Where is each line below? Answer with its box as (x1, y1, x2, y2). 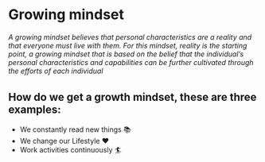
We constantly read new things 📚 (19, 125, 131, 134)
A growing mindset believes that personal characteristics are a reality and (8, 32, 252, 41)
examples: (8, 103, 61, 117)
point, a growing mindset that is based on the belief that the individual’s (8, 49, 244, 59)
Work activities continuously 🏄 (19, 145, 122, 154)
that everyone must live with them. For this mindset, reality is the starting (8, 40, 247, 50)
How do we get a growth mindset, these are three (8, 91, 257, 104)
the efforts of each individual (8, 66, 103, 75)
